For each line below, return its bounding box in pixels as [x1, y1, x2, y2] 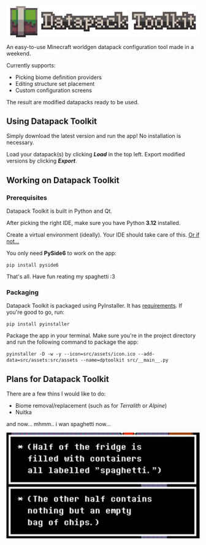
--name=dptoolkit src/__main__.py [80, 357, 169, 364]
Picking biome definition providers [15, 74, 102, 81]
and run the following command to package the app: [6, 338, 139, 346]
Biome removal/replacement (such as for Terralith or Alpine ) [15, 402, 167, 410]
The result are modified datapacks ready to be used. [6, 98, 139, 105]
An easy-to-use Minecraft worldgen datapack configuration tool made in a [6, 43, 194, 50]
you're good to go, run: [6, 308, 65, 316]
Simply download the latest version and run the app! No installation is [6, 132, 181, 140]
